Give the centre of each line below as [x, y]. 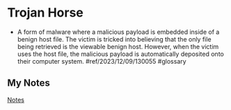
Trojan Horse [45, 13]
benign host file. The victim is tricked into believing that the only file [114, 39]
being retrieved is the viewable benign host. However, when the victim [118, 46]
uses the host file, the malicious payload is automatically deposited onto [120, 54]
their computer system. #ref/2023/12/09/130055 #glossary [102, 61]
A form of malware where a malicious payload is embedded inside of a [118, 32]
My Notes [29, 83]
